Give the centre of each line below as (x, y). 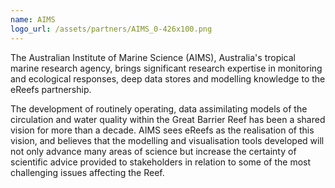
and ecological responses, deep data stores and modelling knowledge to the (168, 78)
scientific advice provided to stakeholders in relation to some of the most (161, 162)
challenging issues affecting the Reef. (87, 172)
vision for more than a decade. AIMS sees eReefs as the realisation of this (162, 130)
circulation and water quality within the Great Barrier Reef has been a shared (168, 119)
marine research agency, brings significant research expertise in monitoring (166, 68)
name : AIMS (33, 19)
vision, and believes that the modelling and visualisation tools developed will (167, 140)
